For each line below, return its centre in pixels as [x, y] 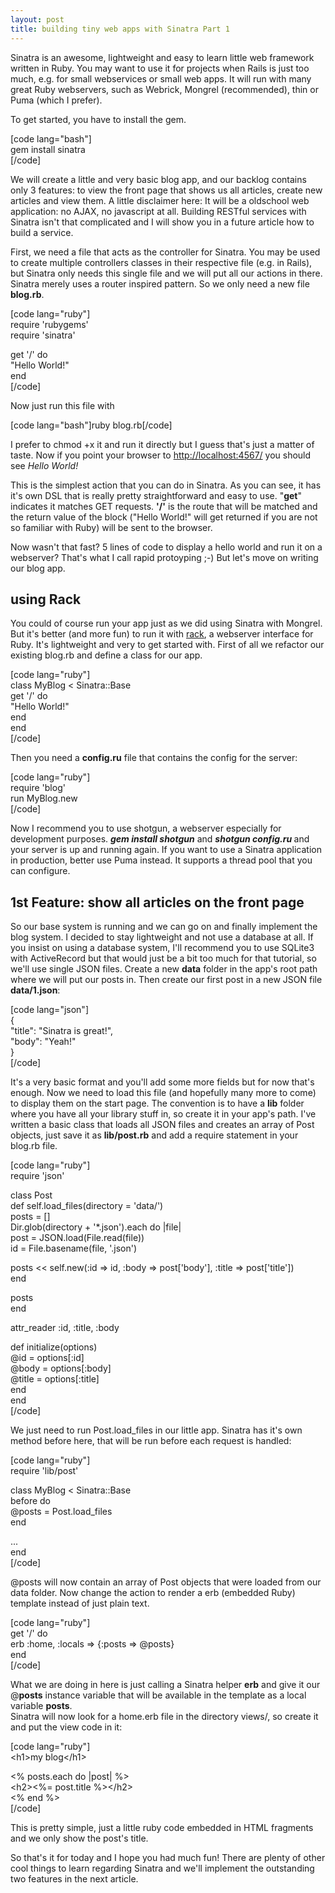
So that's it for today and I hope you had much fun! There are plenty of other [168, 1858]
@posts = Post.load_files [61, 1512]
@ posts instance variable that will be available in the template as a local [158, 1695]
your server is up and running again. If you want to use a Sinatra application [166, 850]
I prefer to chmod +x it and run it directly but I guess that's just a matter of [162, 444]
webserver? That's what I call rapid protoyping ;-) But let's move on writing [164, 557]
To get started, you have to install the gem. [98, 119]
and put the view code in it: [66, 1727]
